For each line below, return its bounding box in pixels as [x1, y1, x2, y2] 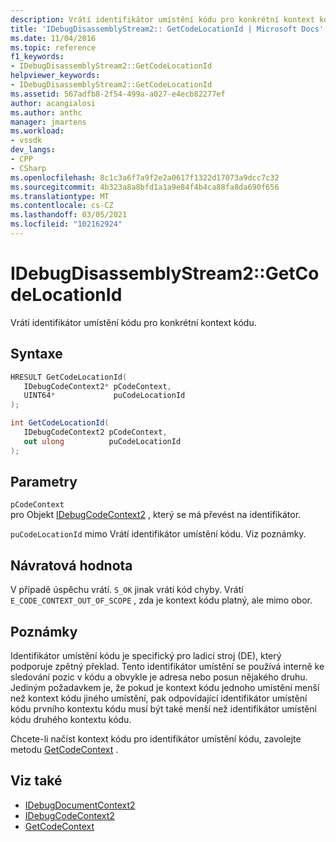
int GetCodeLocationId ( [10, 418, 110, 428]
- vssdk [10, 136, 43, 146]
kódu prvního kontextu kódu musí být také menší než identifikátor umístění [10, 703, 317, 715]
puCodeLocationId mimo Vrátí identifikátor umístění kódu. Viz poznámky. [10, 528, 307, 540]
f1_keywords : [10, 52, 65, 62]
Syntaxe [10, 346, 63, 363]
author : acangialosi [10, 98, 97, 108]
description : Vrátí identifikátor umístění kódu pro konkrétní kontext [10, 14, 315, 25]
